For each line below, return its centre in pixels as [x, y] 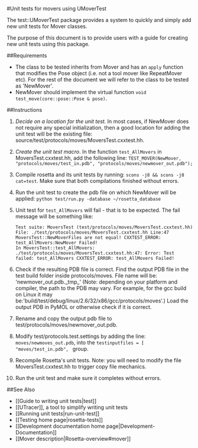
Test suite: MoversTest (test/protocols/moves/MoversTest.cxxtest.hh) [104, 227]
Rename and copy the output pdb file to [64, 318]
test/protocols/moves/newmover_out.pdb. [66, 325]
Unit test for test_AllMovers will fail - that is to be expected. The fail [98, 210]
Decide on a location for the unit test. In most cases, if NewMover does [102, 121]
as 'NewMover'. [34, 86]
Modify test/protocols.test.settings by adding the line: [80, 336]
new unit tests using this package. [48, 44]
